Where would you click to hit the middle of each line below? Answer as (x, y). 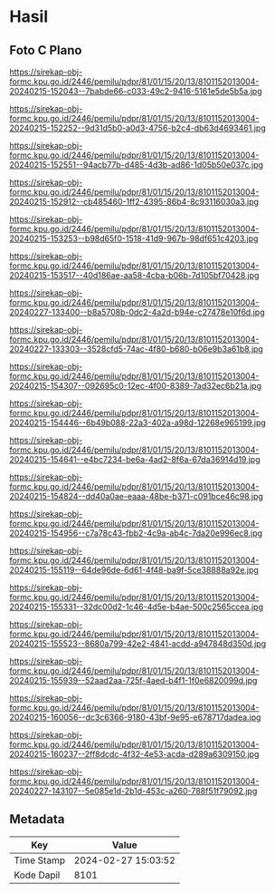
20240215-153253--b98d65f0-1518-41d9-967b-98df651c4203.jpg (134, 238)
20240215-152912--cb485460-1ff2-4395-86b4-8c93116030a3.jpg (134, 202)
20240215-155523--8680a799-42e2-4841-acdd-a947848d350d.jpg (138, 644)
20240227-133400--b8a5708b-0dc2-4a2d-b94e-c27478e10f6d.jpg (137, 312)
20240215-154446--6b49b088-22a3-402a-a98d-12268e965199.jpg (138, 422)
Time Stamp (40, 860)
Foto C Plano (46, 50)
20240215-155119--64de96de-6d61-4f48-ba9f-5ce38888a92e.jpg (134, 570)
